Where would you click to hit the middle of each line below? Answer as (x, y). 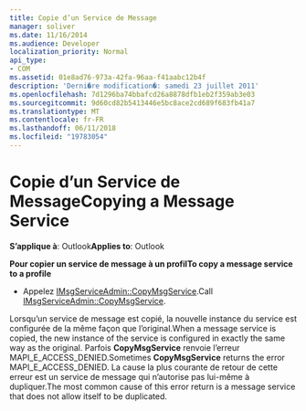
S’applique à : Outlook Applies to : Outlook (87, 246)
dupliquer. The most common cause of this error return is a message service (153, 386)
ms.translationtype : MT (55, 111)
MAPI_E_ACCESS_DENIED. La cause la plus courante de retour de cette (144, 367)
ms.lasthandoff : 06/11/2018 (63, 129)
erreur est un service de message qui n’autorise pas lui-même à (130, 376)
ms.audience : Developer (55, 43)
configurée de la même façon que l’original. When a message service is (143, 328)
